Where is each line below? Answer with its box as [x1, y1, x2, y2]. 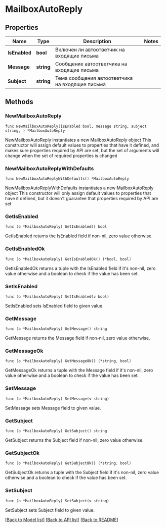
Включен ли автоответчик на [55, 46, 125, 53]
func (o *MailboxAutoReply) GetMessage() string [5, 326, 107, 331]
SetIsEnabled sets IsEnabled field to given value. [5, 303, 104, 309]
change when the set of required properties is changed [5, 153, 118, 158]
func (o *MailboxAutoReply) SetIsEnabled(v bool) [5, 294, 110, 299]
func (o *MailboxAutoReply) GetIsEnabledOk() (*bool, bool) [5, 257, 132, 262]
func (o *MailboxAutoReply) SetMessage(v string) [5, 396, 110, 401]
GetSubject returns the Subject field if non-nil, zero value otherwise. [5, 437, 144, 443]
